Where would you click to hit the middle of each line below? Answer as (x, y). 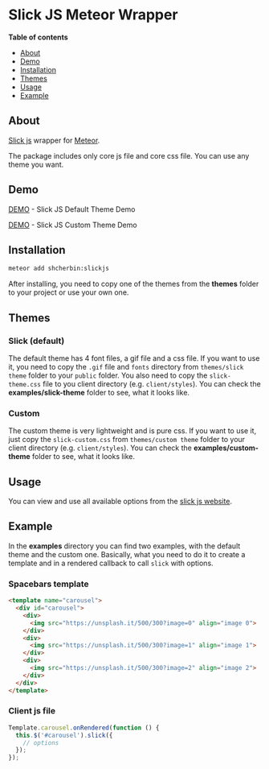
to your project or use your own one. (69, 292)
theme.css (25, 384)
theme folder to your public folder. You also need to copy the (108, 375)
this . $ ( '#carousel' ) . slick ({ (64, 735)
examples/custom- (226, 448)
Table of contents (38, 37)
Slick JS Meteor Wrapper (93, 15)
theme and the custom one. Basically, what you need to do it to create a (127, 554)
